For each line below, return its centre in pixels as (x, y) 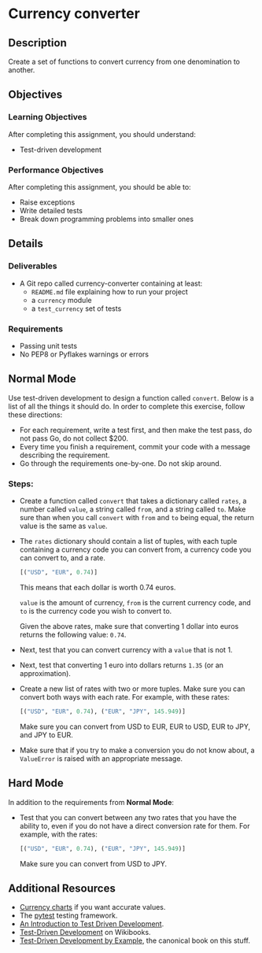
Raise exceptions (47, 202)
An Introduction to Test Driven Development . (92, 924)
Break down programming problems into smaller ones (107, 219)
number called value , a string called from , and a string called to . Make (133, 509)
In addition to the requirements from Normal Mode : (91, 802)
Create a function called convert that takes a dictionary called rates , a (133, 501)
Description (37, 43)
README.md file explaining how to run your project (110, 291)
